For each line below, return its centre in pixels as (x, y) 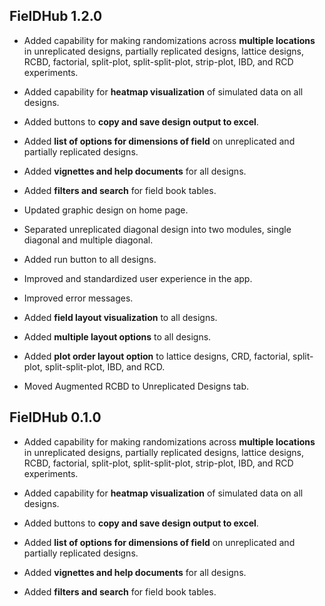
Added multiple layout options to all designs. (117, 336)
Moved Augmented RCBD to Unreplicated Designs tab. (136, 386)
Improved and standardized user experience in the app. (138, 278)
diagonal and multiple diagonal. (88, 240)
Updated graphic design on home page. (106, 210)
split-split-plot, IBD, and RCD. (105, 366)
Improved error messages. (78, 298)
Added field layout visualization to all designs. (120, 317)
